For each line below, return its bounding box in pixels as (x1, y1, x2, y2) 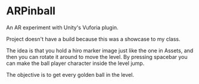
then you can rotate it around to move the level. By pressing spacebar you (6, 53, 188, 60)
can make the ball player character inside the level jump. (6, 60, 145, 67)
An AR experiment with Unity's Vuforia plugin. (6, 24, 119, 31)
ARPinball (6, 4, 55, 18)
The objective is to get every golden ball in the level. (6, 71, 134, 78)
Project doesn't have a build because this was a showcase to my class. (6, 35, 181, 42)
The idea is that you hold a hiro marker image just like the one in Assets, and (6, 46, 194, 54)
